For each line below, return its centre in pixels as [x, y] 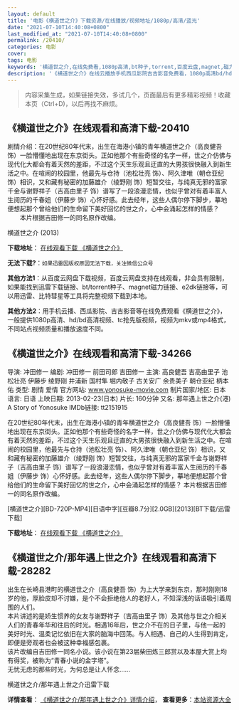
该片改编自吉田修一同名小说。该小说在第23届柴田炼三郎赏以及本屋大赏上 [114, 651]
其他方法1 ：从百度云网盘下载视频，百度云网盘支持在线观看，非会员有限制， [118, 278]
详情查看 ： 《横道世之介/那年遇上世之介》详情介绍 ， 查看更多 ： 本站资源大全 [119, 699]
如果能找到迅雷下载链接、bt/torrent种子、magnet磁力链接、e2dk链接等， [115, 287]
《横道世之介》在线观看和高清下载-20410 [99, 128]
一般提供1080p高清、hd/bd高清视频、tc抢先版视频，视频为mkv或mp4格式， [118, 320]
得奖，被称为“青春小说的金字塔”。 [63, 660]
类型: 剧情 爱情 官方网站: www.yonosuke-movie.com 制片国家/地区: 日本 [121, 390]
